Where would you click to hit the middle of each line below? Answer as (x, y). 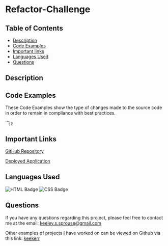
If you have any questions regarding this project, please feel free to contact (84, 217)
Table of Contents (34, 28)
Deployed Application (28, 161)
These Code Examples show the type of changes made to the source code (84, 107)
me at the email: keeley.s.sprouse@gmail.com (53, 223)
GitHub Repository (25, 151)
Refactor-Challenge (48, 9)
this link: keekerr (23, 238)
